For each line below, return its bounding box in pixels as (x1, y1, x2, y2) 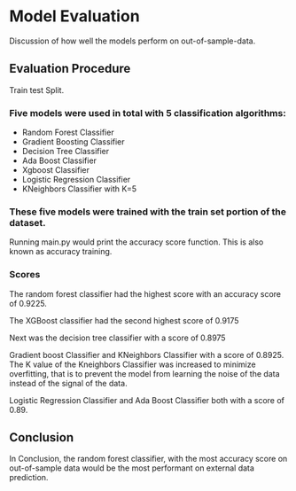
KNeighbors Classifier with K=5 (21, 183, 137, 194)
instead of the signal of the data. (9, 378, 128, 388)
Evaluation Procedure (9, 61, 131, 76)
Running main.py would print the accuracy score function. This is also (9, 237, 264, 247)
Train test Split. (9, 84, 65, 95)
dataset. (9, 216, 46, 229)
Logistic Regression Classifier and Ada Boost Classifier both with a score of (9, 394, 285, 405)
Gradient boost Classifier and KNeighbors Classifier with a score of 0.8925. (9, 349, 284, 360)
